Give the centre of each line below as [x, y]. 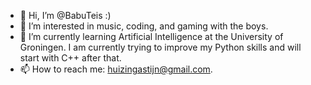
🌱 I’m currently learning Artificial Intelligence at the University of [151, 36]
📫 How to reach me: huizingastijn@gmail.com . [116, 69]
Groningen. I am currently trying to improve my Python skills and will [160, 47]
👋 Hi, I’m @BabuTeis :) [65, 15]
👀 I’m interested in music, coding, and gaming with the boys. [144, 26]
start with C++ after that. [70, 58]
